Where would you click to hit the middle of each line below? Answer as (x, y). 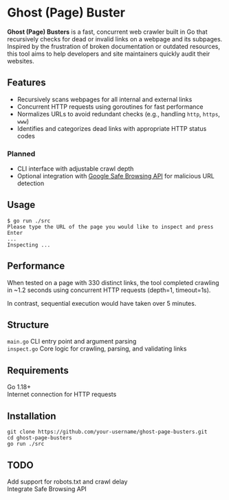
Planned (21, 154)
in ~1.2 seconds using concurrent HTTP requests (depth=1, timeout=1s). (109, 290)
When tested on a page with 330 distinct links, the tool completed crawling (113, 282)
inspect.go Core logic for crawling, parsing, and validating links (97, 348)
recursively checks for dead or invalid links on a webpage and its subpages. (115, 39)
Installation (32, 416)
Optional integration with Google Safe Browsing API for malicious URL (116, 176)
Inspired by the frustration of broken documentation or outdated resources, (113, 46)
